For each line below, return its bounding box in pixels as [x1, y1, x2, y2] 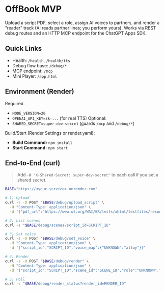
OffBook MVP [5, 3, 62, 15]
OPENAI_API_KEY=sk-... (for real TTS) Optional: [12, 115, 107, 121]
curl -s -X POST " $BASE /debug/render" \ [5, 259, 89, 263]
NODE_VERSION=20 [12, 111, 46, 116]
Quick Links [5, 44, 42, 53]
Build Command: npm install [12, 139, 73, 145]
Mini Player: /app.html [12, 73, 57, 79]
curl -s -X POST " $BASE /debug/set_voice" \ [5, 236, 96, 241]
